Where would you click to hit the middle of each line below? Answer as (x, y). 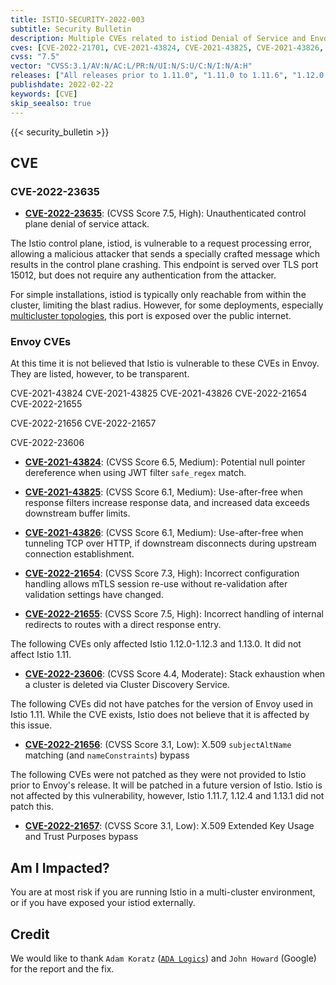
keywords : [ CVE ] (44, 94)
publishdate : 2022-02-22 (62, 85)
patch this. (32, 807)
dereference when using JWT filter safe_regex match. (135, 473)
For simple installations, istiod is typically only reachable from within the (158, 295)
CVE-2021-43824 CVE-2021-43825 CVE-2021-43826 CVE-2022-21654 (159, 393)
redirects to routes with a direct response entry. (123, 625)
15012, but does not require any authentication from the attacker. (143, 275)
